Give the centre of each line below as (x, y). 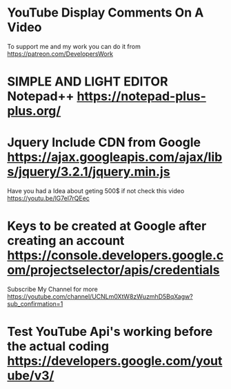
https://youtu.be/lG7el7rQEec (48, 199)
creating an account (66, 241)
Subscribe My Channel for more (52, 289)
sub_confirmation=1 (35, 304)
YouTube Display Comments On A (106, 13)
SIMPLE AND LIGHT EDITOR (88, 82)
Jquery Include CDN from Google (104, 142)
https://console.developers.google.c (115, 256)
